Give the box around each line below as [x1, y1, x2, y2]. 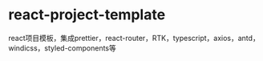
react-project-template [8, 6, 166, 24]
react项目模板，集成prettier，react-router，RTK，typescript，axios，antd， [8, 33, 261, 43]
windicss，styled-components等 [8, 43, 116, 53]
